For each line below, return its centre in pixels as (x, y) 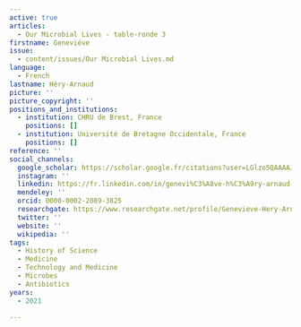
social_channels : (42, 159)
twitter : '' (40, 217)
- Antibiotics (43, 284)
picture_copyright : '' (52, 101)
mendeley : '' (42, 193)
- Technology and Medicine (68, 268)
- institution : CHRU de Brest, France (90, 117)
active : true (34, 17)
